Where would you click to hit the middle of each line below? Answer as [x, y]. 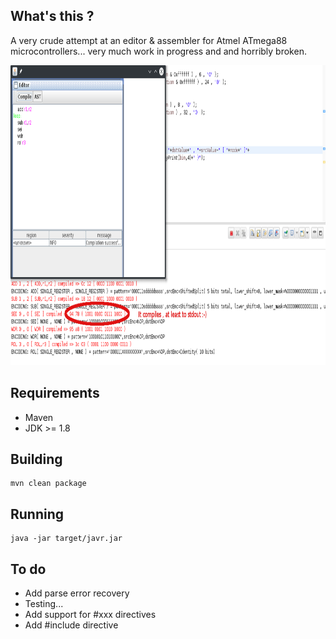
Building [36, 459]
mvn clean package [48, 484]
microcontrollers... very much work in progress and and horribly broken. [158, 51]
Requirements [55, 393]
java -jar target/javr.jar [66, 539]
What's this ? [52, 16]
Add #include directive [71, 625]
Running [37, 514]
